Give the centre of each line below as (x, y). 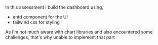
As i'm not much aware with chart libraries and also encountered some (79, 32)
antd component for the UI (40, 17)
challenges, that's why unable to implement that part (60, 37)
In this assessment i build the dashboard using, (54, 7)
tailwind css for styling (36, 22)
